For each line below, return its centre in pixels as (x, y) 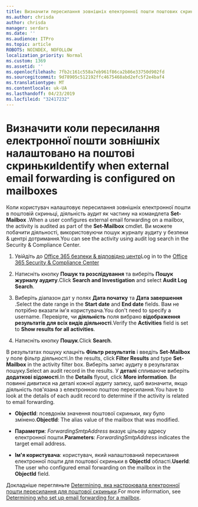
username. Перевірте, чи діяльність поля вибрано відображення (98, 316)
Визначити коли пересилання (83, 128)
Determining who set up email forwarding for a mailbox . (74, 498)
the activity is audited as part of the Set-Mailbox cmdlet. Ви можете (89, 226)
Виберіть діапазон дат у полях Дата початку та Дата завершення (98, 297)
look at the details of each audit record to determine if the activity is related (98, 396)
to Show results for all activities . (55, 329)
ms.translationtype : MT (35, 83)
